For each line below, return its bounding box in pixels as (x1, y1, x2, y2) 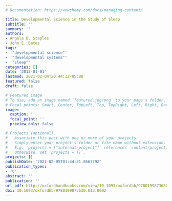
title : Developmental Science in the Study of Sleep (5, 16, 120, 22)
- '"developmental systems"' (5, 55, 68, 60)
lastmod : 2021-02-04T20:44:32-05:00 (5, 74, 83, 79)
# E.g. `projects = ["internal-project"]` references (5, 145, 127, 150)
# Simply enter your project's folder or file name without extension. (5, 140, 166, 145)
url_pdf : (5, 183, 24, 188)
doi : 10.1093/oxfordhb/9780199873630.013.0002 (5, 188, 106, 193)
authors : (5, 31, 24, 36)
